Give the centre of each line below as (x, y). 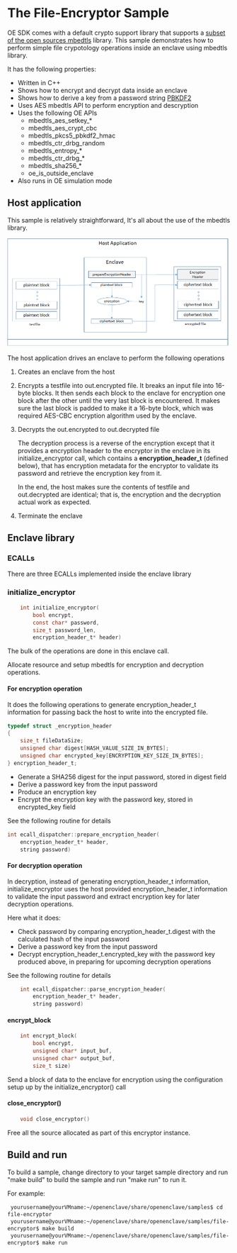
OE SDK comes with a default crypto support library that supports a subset (116, 33)
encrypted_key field (46, 807)
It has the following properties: (52, 69)
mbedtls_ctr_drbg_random (67, 143)
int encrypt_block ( (49, 1036)
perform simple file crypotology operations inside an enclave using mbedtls (117, 48)
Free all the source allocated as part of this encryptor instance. (99, 1132)
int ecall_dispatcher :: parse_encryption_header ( (93, 989)
